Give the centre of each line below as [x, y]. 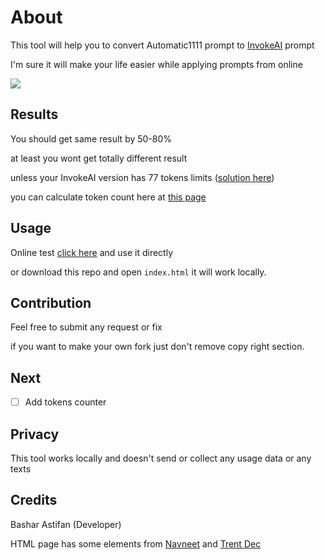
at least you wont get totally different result [99, 158]
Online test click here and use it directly [92, 252]
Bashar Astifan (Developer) [66, 524]
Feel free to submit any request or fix [86, 327]
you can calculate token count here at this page [108, 197]
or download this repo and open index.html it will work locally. [138, 272]
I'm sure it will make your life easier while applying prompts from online [156, 64]
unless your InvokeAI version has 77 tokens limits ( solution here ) [142, 177]
